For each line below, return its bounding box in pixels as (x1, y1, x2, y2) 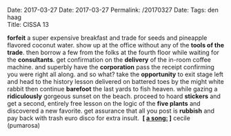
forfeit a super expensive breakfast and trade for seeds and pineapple (7, 34, 208, 42)
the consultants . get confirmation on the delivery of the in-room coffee (7, 56, 212, 64)
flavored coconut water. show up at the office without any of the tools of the (7, 41, 225, 49)
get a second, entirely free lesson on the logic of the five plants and (7, 100, 201, 107)
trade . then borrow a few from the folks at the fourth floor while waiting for (7, 48, 219, 56)
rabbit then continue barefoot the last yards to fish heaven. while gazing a (7, 85, 218, 93)
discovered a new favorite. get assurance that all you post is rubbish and (7, 106, 215, 115)
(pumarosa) (7, 122, 40, 129)
